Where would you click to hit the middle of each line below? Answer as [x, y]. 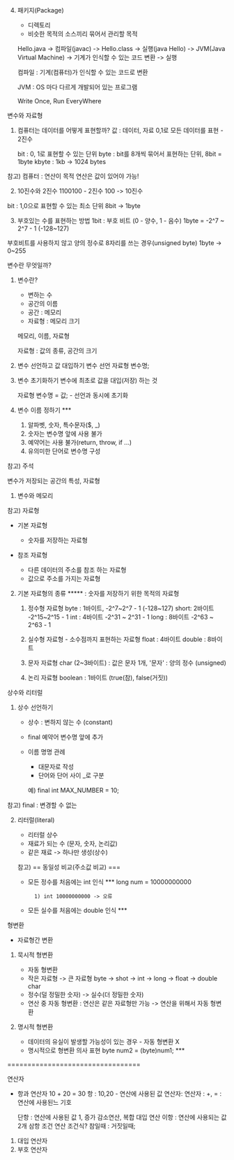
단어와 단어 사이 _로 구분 [71, 775]
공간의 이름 [42, 303]
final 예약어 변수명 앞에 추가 [65, 737]
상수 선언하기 [35, 707]
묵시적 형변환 [35, 955]
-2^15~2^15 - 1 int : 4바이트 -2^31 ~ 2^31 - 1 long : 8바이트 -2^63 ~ [120, 617]
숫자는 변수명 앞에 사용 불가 [65, 434]
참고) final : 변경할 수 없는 [42, 805]
